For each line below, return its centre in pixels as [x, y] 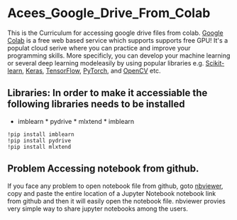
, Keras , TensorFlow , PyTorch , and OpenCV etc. [92, 70]
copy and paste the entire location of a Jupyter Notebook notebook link [112, 193]
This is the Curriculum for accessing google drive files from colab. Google [115, 33]
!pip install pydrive [39, 140]
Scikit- [215, 63]
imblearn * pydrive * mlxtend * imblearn [76, 121]
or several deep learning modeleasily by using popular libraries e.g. [106, 63]
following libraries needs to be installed [97, 104]
